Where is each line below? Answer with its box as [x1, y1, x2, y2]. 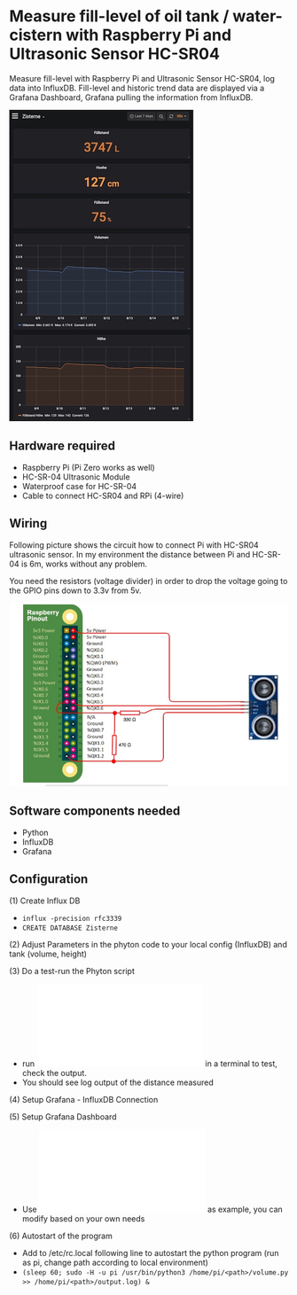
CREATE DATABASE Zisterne [21, 924, 118, 932]
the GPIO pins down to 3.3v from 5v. [9, 585, 142, 596]
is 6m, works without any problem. [20, 558, 148, 569]
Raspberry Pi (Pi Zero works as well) [21, 462, 155, 472]
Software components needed [9, 804, 181, 819]
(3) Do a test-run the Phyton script [9, 965, 135, 976]
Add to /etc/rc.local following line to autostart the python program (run [21, 1247, 279, 1258]
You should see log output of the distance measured [21, 1077, 215, 1088]
